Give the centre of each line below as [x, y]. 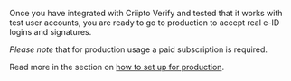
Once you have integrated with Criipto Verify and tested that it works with [146, 13]
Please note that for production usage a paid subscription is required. [139, 49]
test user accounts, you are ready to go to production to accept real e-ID [145, 22]
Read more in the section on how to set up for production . [117, 67]
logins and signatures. [51, 32]
